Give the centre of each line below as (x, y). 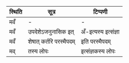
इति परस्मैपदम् (96, 41)
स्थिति (16, 12)
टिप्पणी (100, 12)
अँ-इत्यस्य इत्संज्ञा (100, 31)
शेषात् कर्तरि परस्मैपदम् (52, 41)
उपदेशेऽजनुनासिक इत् (51, 31)
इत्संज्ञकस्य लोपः (98, 51)
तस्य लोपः (38, 51)
